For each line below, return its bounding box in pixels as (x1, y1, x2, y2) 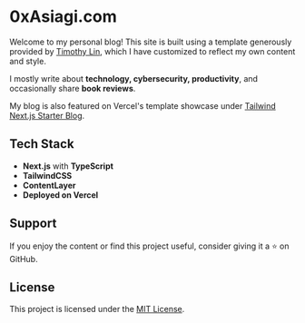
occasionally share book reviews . (9, 83, 136, 93)
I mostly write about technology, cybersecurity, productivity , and (9, 73, 259, 83)
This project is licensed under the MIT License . (9, 304, 185, 315)
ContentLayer (22, 180, 76, 191)
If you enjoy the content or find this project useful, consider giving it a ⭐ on (9, 240, 290, 251)
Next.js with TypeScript (22, 161, 113, 171)
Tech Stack (9, 136, 74, 152)
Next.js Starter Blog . (9, 110, 85, 121)
